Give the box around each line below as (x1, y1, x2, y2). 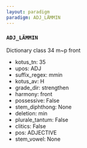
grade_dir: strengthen (14, 84, 69, 91)
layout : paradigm (6, 8, 50, 15)
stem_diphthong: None (14, 103, 72, 111)
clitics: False (14, 122, 47, 130)
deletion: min (14, 109, 48, 117)
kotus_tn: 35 (14, 58, 46, 65)
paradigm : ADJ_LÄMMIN (6, 14, 61, 21)
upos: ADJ (14, 65, 42, 72)
